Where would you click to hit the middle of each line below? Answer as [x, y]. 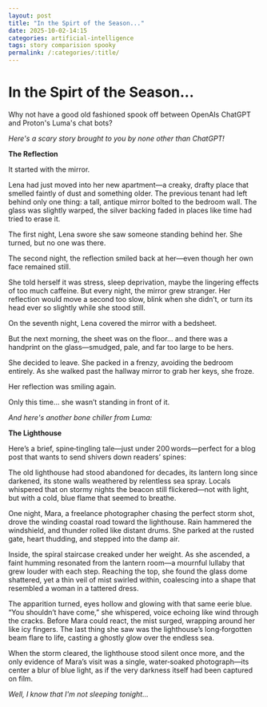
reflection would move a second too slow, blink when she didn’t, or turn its [131, 299]
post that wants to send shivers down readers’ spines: [97, 457]
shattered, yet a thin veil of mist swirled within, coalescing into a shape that [132, 579]
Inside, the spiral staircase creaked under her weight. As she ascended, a [129, 554]
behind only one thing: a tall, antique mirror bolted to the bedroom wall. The [133, 201]
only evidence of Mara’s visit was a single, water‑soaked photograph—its [129, 661]
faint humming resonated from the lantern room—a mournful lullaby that [127, 562]
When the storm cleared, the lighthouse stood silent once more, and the [127, 653]
